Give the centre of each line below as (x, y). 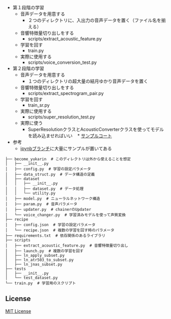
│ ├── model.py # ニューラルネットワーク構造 (53, 199)
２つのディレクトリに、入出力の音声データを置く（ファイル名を (94, 20)
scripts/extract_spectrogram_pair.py (66, 93)
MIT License (18, 311)
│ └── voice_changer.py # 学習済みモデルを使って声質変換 (66, 215)
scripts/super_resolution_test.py (62, 117)
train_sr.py (39, 105)
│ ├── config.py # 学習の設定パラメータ (48, 169)
